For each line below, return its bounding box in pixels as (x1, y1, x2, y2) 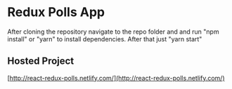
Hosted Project (7, 55, 75, 67)
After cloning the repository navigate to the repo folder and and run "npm (7, 27, 219, 36)
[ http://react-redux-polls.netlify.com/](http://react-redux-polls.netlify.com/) (7, 74, 225, 82)
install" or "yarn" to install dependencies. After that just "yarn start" (7, 34, 202, 43)
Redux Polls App (7, 4, 105, 20)
